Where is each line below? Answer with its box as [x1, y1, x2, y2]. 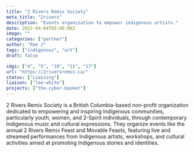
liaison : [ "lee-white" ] [6, 80, 65, 86]
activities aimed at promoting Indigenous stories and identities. [6, 140, 159, 146]
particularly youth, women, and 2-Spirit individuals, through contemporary [6, 114, 187, 121]
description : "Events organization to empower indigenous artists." [6, 20, 179, 25]
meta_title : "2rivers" [6, 14, 62, 20]
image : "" [6, 31, 31, 37]
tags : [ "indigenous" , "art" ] [6, 47, 78, 53]
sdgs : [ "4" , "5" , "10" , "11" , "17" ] [6, 63, 96, 69]
